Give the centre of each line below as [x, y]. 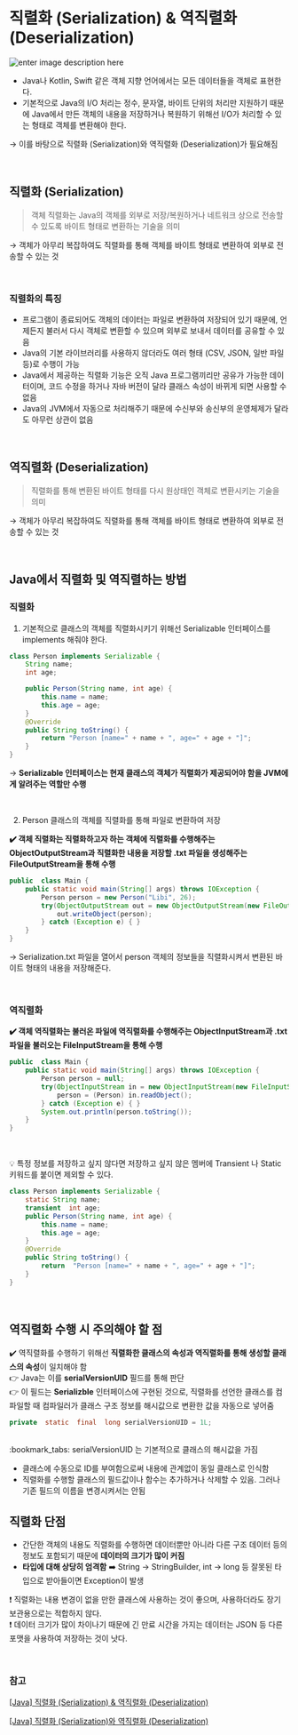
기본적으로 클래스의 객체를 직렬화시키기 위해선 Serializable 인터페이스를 [146, 628]
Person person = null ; [83, 1079]
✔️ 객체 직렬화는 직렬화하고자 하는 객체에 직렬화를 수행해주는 [112, 839]
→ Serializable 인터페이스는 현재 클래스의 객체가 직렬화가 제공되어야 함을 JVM [145, 773]
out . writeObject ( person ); [104, 914]
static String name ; [63, 1200]
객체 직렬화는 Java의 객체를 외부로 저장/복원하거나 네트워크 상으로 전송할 [157, 215]
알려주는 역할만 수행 [52, 784]
